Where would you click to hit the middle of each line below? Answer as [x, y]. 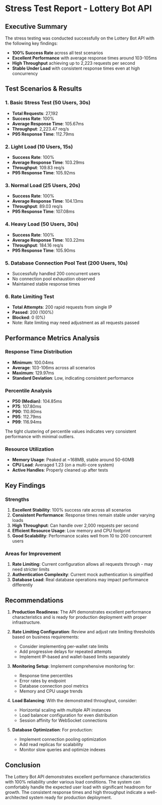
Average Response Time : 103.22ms [48, 240]
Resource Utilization [29, 449]
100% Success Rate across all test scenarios [57, 53]
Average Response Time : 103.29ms [48, 162]
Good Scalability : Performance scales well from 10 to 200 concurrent [82, 536]
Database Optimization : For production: [53, 730]
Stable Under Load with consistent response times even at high [76, 68]
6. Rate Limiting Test [30, 296]
